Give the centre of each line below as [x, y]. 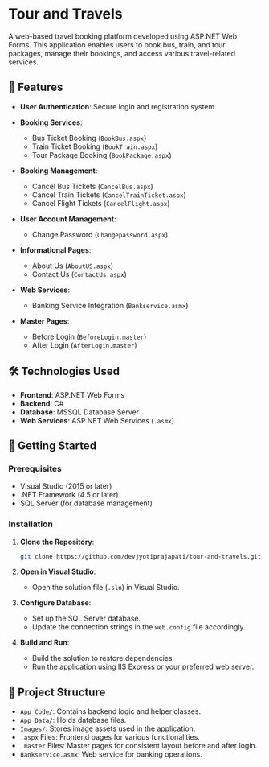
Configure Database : [55, 603]
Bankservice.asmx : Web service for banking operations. [111, 754]
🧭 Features [36, 87]
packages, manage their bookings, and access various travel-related [122, 53]
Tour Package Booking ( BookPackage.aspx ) [102, 155]
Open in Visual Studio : [58, 571]
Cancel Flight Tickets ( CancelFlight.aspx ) [101, 203]
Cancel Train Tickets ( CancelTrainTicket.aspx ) [109, 195]
